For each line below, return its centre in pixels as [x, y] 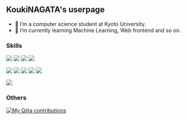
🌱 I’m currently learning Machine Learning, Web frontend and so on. [98, 30]
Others [16, 98]
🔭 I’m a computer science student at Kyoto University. [80, 24]
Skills [14, 46]
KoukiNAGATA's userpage [56, 10]
